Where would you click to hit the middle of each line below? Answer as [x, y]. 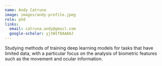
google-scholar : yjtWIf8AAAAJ [41, 34]
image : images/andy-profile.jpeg [40, 15]
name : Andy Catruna [26, 10]
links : [12, 24]
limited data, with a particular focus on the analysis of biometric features [81, 53]
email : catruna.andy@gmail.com [43, 29]
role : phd [15, 19]
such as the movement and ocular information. [54, 59]
